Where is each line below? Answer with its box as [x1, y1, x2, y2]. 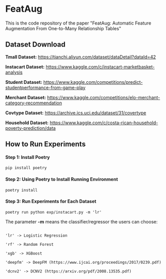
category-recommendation [5, 100, 63, 106]
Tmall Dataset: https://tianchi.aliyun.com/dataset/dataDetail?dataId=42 [5, 54, 156, 60]
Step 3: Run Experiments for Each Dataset [5, 198, 96, 204]
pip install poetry [5, 166, 47, 171]
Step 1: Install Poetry [5, 154, 50, 160]
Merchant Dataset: [5, 94, 46, 100]
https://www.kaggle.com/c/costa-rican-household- [49, 120, 158, 126]
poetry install [5, 188, 38, 193]
